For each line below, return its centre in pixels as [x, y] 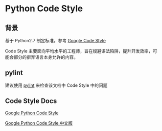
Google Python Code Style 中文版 [39, 123]
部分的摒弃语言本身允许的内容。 [46, 57]
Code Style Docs [31, 101]
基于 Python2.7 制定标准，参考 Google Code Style [56, 40]
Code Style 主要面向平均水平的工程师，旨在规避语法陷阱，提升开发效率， [79, 51]
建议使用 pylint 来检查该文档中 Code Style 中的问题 [56, 85]
